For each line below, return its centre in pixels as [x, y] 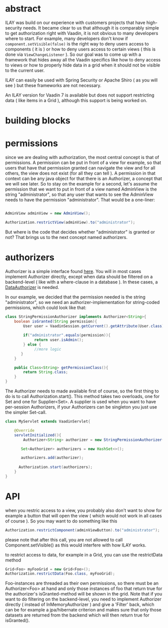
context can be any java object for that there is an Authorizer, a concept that [84, 178]
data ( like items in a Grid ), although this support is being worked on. [76, 100]
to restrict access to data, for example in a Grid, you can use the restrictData [84, 554]
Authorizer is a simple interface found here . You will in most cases [73, 271]
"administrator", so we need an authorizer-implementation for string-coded [82, 302]
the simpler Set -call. [26, 412]
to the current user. [25, 70]
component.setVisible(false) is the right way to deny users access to [77, 43]
